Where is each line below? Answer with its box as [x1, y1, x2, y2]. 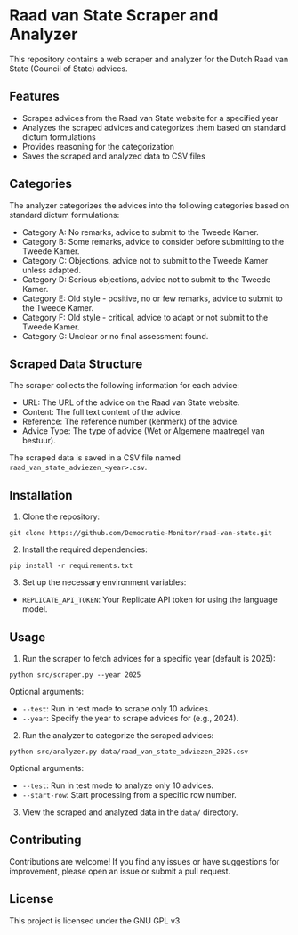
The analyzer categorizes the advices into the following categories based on [9, 199, 290, 210]
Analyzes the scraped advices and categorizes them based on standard [21, 122, 286, 133]
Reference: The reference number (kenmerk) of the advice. [21, 416, 240, 427]
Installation [9, 487, 73, 503]
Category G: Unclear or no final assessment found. [21, 330, 209, 341]
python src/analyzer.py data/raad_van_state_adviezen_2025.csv [9, 747, 249, 756]
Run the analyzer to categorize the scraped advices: [21, 730, 214, 740]
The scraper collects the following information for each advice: [9, 380, 240, 391]
